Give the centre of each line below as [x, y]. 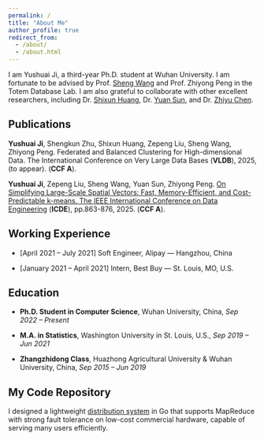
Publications [40, 124]
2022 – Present [44, 320]
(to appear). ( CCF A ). [43, 168]
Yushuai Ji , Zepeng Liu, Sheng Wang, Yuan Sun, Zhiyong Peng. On [117, 184]
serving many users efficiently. [58, 428]
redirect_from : [33, 37]
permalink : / [30, 15]
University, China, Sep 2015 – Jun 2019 [83, 367]
